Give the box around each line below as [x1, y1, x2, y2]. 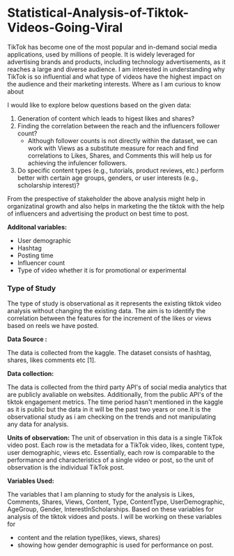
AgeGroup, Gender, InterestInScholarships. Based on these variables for [7, 505, 214, 513]
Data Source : [7, 335, 47, 343]
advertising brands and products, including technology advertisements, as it [7, 57, 226, 66]
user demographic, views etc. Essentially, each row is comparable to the [7, 449, 215, 457]
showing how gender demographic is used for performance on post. [17, 541, 214, 549]
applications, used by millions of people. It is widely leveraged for [7, 50, 195, 59]
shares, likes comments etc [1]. [7, 356, 96, 364]
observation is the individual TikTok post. [7, 463, 125, 472]
